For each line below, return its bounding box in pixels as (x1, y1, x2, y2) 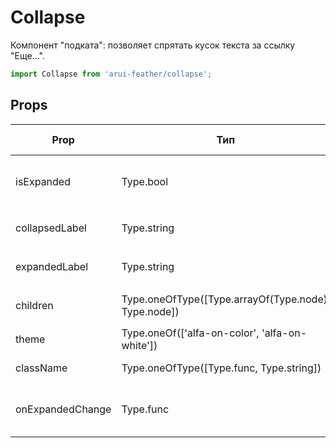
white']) (121, 338, 158, 352)
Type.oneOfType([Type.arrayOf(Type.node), (121, 292, 331, 306)
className (15, 361, 68, 375)
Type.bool (121, 174, 169, 188)
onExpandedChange (15, 402, 112, 416)
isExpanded (15, 174, 71, 188)
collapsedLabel (15, 221, 87, 235)
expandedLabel (15, 259, 89, 273)
